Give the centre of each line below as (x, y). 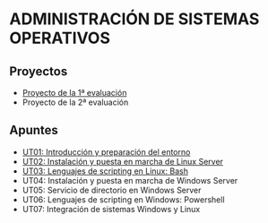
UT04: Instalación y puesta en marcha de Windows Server (130, 180)
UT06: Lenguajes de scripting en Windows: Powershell (124, 199)
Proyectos (39, 71)
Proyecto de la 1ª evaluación (74, 93)
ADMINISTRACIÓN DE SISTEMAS (134, 19)
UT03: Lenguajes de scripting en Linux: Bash (105, 171)
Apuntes (34, 130)
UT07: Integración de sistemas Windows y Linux (111, 209)
